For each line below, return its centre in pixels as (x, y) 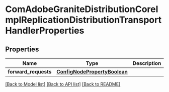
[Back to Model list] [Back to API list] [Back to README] (63, 84)
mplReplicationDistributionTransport (83, 20)
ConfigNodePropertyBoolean (92, 72)
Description (147, 63)
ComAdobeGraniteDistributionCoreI (82, 9)
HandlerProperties (45, 31)
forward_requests (30, 72)
